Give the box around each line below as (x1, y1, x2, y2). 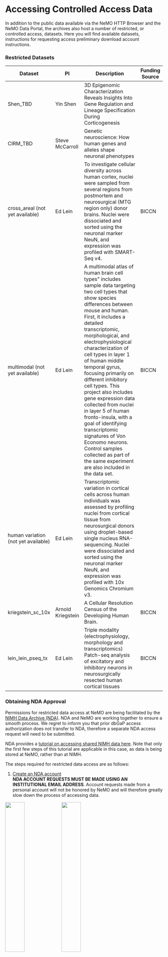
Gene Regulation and (84, 100, 133, 107)
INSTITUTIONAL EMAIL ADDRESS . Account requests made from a (12, 781, 150, 787)
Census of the (84, 606, 117, 613)
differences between (84, 301, 133, 308)
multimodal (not (7, 364, 45, 371)
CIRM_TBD (7, 140, 33, 147)
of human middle (84, 357, 124, 365)
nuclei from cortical (84, 510, 130, 517)
